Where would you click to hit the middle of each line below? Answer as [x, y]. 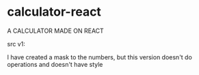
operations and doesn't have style [55, 64]
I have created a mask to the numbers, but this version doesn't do [100, 57]
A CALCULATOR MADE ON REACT [55, 31]
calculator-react [54, 12]
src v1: [16, 44]
